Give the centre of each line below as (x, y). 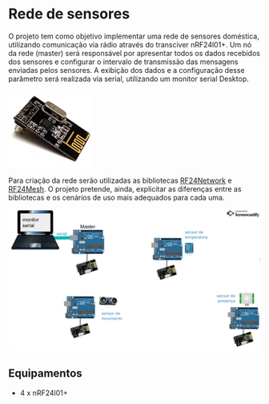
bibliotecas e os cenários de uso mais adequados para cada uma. (116, 198)
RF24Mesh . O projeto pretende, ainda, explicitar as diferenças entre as (125, 189)
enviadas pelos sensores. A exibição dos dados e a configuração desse (127, 70)
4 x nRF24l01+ (44, 393)
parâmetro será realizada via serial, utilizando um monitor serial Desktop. (129, 79)
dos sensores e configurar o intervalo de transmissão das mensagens (123, 62)
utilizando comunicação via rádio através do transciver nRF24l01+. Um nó (130, 44)
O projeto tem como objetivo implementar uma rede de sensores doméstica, (134, 36)
